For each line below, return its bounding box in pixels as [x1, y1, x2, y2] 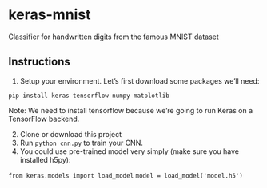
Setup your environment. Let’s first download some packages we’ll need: [19, 76, 260, 85]
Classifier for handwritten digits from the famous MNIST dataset [8, 32, 220, 41]
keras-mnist [8, 6, 91, 24]
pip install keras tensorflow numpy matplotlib [8, 92, 170, 100]
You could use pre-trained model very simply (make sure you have [19, 146, 240, 156]
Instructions [8, 55, 70, 69]
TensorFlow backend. [8, 114, 80, 123]
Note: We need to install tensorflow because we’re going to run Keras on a [8, 105, 253, 115]
